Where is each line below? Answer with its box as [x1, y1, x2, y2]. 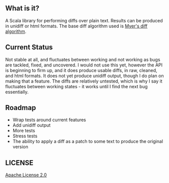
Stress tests [12, 133, 38, 139]
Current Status [5, 43, 53, 52]
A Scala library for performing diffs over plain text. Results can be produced [5, 17, 163, 23]
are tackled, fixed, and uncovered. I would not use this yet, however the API [5, 62, 163, 68]
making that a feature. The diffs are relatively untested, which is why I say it [5, 78, 163, 84]
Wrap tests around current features [12, 117, 87, 123]
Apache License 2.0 [5, 172, 47, 178]
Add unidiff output [12, 122, 51, 128]
